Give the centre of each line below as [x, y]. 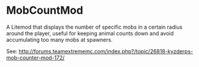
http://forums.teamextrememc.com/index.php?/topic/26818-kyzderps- [106, 51]
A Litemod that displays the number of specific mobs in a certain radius [94, 27]
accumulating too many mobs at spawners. [59, 39]
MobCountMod [45, 10]
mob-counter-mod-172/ [35, 57]
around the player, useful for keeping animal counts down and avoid [90, 33]
